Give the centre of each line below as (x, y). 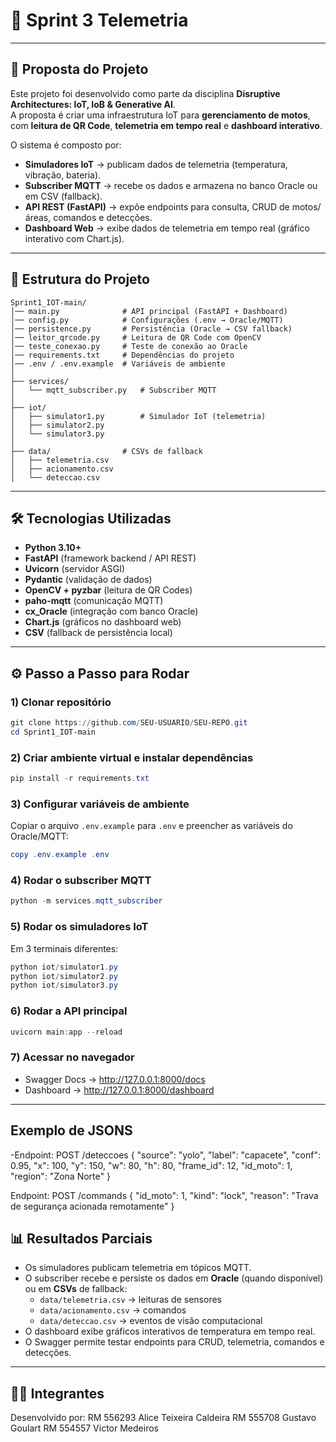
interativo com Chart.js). (74, 238)
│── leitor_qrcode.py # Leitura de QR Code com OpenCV (136, 337)
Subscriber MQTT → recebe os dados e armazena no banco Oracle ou (171, 185)
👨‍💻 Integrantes (57, 1393)
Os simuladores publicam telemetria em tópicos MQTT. (138, 1268)
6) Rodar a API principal (69, 1011)
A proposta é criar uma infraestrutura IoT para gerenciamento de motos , (160, 115)
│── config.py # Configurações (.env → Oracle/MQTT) (147, 320)
